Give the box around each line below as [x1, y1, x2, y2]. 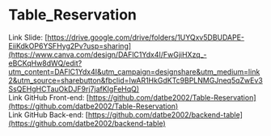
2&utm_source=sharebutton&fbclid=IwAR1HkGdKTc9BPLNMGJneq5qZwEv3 [8, 75, 263, 85]
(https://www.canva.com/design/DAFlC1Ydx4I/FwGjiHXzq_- [8, 49, 208, 59]
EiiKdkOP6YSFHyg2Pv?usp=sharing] [8, 40, 132, 50]
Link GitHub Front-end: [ [8, 92, 90, 102]
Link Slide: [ [8, 32, 48, 42]
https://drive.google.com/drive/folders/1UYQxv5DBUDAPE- [47, 32, 245, 42]
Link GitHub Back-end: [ [8, 109, 89, 119]
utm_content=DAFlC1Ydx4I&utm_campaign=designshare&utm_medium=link [8, 66, 260, 76]
